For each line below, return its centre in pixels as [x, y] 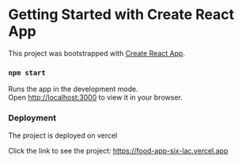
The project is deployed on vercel [63, 135]
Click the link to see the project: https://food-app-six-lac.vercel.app [118, 150]
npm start [27, 72]
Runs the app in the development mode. [73, 89]
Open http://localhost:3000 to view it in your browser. [96, 97]
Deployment [32, 118]
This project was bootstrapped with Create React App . [97, 53]
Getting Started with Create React [121, 15]
